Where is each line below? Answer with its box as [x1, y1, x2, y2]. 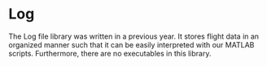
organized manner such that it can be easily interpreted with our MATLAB [8, 39, 255, 49]
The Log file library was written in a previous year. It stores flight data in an [8, 31, 259, 41]
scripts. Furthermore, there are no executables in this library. [8, 48, 212, 58]
